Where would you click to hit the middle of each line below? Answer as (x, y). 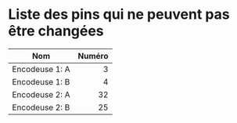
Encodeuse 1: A (41, 69)
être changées (56, 31)
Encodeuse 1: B (41, 81)
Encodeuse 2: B (41, 107)
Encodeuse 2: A (41, 94)
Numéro (93, 56)
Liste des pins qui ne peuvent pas (119, 14)
